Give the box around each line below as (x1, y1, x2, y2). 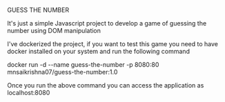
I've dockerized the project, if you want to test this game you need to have (7, 40, 219, 48)
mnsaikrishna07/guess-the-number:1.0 (7, 68, 118, 76)
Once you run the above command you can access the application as (7, 81, 204, 89)
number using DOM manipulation (7, 27, 101, 34)
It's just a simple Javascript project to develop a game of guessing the (7, 19, 207, 27)
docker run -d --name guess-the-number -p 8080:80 (7, 61, 159, 68)
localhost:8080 (7, 89, 50, 96)
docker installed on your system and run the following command (7, 48, 190, 55)
